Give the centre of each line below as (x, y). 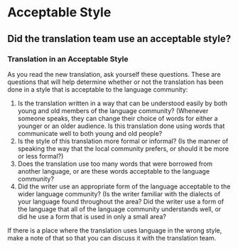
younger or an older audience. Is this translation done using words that (121, 126)
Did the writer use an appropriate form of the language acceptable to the (124, 186)
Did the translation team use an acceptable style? (119, 39)
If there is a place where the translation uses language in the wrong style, (115, 230)
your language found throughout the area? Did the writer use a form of (121, 201)
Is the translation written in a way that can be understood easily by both (122, 103)
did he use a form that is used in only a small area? (92, 216)
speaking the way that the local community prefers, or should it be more (123, 148)
